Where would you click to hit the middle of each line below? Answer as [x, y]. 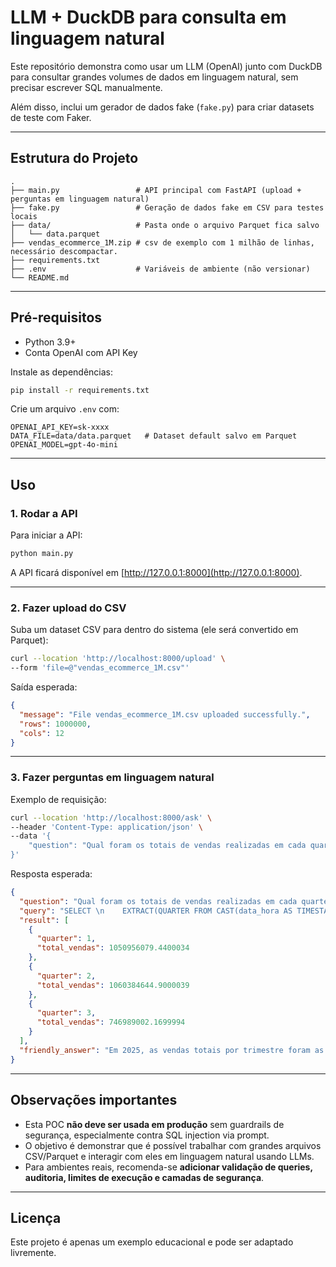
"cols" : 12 [42, 733]
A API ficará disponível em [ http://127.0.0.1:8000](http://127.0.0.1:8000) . [156, 572]
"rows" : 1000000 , [55, 724]
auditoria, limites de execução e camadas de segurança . [144, 1177]
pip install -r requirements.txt [80, 390]
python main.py [42, 554]
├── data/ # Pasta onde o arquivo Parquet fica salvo [165, 225]
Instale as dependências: [62, 372]
